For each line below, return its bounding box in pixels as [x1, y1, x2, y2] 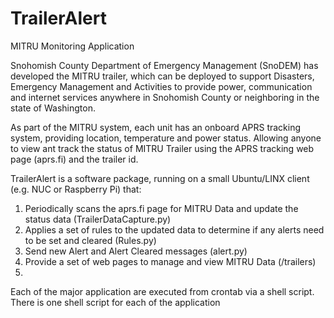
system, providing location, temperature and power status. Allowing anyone [10, 132, 322, 144]
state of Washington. [10, 102, 96, 114]
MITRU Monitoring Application [10, 40, 135, 52]
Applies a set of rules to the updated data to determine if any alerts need [24, 223, 325, 236]
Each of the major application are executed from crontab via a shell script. [10, 285, 315, 297]
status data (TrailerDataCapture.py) [24, 213, 172, 225]
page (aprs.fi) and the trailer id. [10, 153, 139, 165]
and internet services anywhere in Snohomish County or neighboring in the [10, 91, 320, 103]
